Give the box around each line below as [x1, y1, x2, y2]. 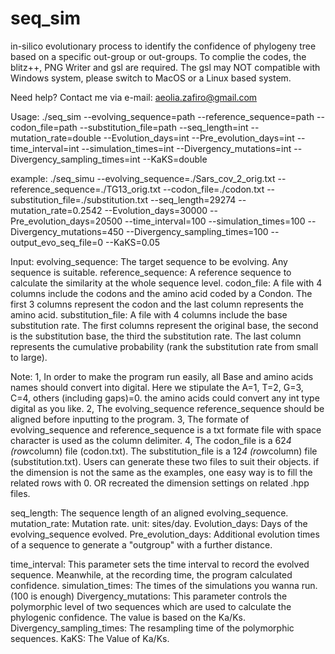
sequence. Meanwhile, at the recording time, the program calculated [10, 568, 293, 581]
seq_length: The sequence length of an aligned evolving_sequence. [10, 507, 289, 519]
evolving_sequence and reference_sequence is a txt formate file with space [10, 423, 322, 436]
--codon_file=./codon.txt [163, 183, 265, 195]
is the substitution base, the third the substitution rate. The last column [10, 330, 302, 342]
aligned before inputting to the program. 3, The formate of [10, 413, 250, 425]
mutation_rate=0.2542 [10, 204, 103, 216]
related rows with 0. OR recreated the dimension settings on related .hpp [10, 477, 310, 489]
